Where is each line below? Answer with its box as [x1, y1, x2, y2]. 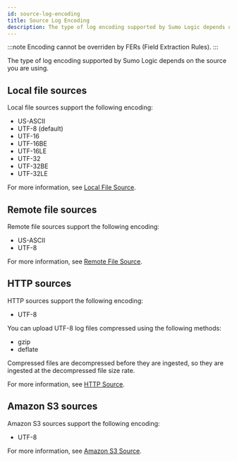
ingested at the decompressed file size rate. [7, 366, 135, 374]
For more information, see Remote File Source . [7, 257, 143, 266]
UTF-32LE [17, 170, 48, 178]
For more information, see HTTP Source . [7, 379, 126, 389]
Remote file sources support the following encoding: [7, 223, 160, 230]
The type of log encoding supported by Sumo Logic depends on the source [7, 57, 227, 65]
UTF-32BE [17, 162, 49, 170]
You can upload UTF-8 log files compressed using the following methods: [7, 324, 222, 332]
